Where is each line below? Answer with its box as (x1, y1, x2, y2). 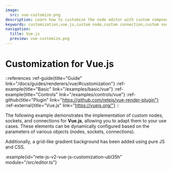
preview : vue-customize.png (10, 36, 70, 41)
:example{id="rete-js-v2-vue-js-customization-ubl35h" (5, 154, 122, 160)
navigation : (5, 27, 31, 32)
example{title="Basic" (5, 86, 52, 92)
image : (5, 7, 19, 13)
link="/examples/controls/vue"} (58, 91, 125, 97)
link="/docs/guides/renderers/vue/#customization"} (5, 80, 115, 87)
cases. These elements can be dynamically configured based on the (5, 123, 149, 129)
